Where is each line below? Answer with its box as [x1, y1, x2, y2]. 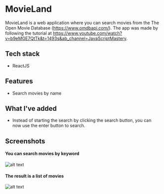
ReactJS [12, 63, 30, 68]
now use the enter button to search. [12, 123, 85, 129]
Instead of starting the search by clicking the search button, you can [12, 117, 152, 124]
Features [5, 77, 33, 86]
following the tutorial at [5, 30, 52, 36]
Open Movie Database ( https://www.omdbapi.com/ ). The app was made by [5, 25, 158, 31]
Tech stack [5, 50, 40, 58]
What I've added [5, 104, 57, 113]
